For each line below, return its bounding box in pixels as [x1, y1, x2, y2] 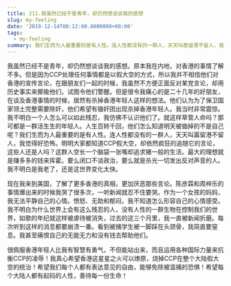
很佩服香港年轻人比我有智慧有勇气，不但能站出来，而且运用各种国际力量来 [7, 245, 218, 254]
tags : [7, 29, 23, 36]
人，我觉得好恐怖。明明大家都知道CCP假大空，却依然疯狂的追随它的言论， [7, 139, 219, 147]
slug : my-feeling [7, 16, 57, 23]
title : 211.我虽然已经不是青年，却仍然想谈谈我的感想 [7, 10, 144, 17]
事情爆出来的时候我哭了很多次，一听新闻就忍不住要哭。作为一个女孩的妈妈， [7, 188, 224, 196]
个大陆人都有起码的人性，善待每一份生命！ [7, 272, 128, 279]
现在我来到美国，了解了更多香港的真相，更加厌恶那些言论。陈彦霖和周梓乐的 [7, 179, 224, 188]
